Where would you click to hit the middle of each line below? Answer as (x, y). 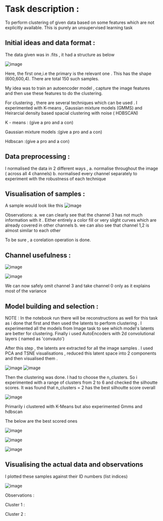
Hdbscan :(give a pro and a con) (37, 141)
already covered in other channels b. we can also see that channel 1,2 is (77, 225)
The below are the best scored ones (41, 421)
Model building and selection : (52, 306)
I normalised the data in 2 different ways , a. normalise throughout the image (81, 168)
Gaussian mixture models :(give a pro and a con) (54, 132)
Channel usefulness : (38, 255)
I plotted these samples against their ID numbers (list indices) (66, 476)
